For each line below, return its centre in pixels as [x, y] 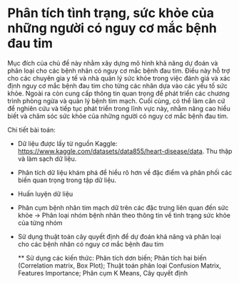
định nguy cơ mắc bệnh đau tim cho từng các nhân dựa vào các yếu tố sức [118, 85]
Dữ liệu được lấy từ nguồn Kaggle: [67, 143]
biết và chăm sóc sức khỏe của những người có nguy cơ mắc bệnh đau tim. [118, 116]
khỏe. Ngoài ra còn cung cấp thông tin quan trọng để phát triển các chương [118, 93]
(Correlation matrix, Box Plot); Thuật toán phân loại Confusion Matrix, [119, 265]
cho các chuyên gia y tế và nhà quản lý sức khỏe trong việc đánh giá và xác [119, 78]
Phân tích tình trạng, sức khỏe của [111, 13]
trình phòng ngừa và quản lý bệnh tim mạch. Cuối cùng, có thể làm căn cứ [116, 100]
